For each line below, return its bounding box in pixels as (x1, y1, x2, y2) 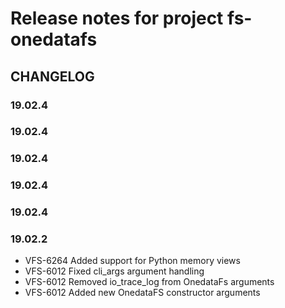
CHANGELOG (10, 68, 95, 85)
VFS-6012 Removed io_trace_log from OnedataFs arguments (24, 276, 275, 288)
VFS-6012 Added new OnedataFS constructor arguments (24, 287, 261, 299)
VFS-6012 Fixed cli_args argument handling (24, 265, 205, 277)
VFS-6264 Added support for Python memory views (24, 255, 241, 267)
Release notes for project (10, 7, 224, 30)
